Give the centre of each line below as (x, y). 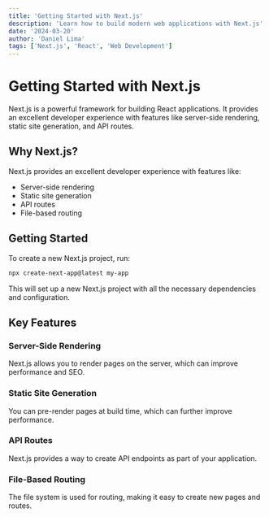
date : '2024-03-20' (41, 31)
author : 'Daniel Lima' (47, 39)
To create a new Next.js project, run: (69, 258)
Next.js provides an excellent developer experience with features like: (125, 171)
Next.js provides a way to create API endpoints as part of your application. (133, 458)
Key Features (43, 322)
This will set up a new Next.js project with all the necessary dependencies (132, 289)
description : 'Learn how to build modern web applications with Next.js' (136, 24)
